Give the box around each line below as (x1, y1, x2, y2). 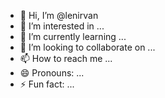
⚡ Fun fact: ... (19, 78, 75, 90)
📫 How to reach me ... (19, 53, 113, 64)
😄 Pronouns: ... (19, 67, 85, 79)
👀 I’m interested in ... (19, 20, 105, 32)
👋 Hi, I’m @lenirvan (19, 10, 99, 21)
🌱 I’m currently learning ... (19, 31, 127, 42)
